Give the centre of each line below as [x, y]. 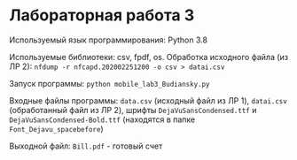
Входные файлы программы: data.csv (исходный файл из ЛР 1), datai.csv [148, 100]
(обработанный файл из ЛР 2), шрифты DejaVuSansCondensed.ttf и [133, 110]
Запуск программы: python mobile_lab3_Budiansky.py [109, 83]
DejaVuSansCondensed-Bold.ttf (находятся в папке [102, 119]
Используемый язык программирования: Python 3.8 [109, 40]
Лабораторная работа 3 [102, 15]
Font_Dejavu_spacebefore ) [56, 128]
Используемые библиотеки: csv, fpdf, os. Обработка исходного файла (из [149, 57]
